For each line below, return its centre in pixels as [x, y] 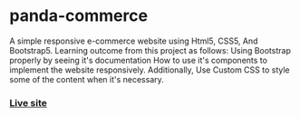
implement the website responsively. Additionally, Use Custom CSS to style [150, 70]
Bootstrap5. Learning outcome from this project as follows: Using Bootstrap [150, 50]
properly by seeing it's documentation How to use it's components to [138, 60]
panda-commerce [78, 16]
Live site [28, 102]
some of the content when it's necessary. [87, 79]
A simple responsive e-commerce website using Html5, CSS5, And [134, 41]
